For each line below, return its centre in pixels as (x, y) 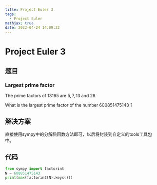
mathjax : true (20, 23)
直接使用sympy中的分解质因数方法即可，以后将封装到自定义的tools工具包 (78, 134)
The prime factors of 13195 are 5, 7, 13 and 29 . (51, 96)
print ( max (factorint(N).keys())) (39, 178)
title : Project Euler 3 (29, 9)
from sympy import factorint (35, 168)
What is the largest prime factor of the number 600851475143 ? (69, 105)
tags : (10, 14)
